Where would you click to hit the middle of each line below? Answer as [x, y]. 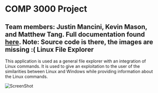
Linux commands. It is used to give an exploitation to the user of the [72, 66]
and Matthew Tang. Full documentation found [75, 34]
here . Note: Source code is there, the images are [79, 42]
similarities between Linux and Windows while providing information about [79, 71]
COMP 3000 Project [46, 9]
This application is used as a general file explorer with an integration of [76, 61]
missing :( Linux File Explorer [50, 49]
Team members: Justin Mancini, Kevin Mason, [76, 27]
